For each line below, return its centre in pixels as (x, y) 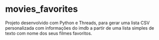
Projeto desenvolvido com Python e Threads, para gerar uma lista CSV (78, 23)
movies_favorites (41, 9)
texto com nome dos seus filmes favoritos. (49, 33)
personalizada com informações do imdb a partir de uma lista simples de (80, 28)
